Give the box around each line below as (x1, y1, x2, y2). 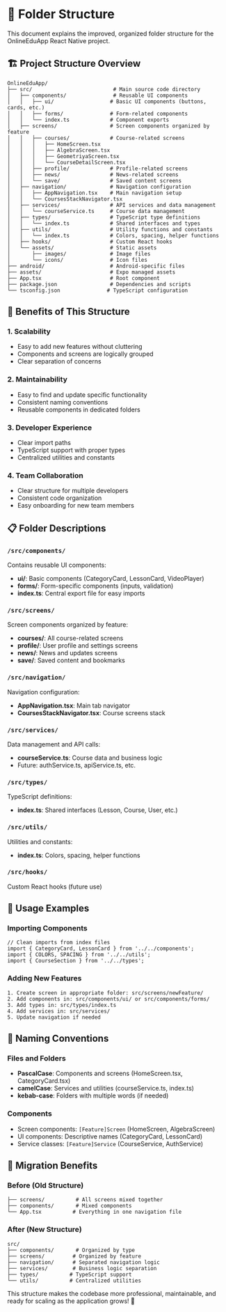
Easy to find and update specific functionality (17, 390, 147, 399)
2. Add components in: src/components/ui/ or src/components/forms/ (7, 995, 210, 1002)
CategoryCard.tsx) (17, 1077, 71, 1085)
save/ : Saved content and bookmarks (17, 656, 125, 664)
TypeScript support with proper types (17, 446, 126, 455)
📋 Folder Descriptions (7, 522, 106, 534)
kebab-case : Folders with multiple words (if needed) (17, 1091, 169, 1100)
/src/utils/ (7, 823, 48, 831)
